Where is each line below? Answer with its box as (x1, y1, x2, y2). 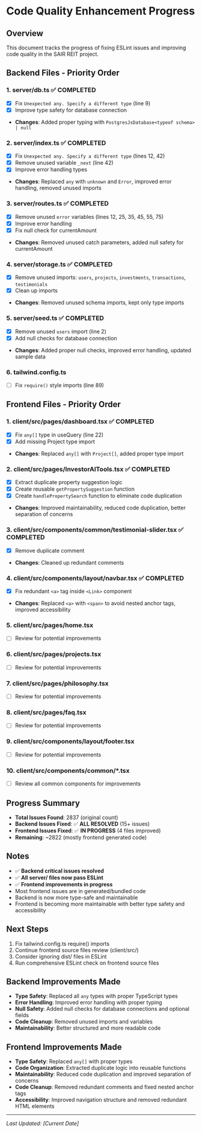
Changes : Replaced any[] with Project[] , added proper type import (14, 450, 184, 457)
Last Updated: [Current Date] (6, 1120, 79, 1127)
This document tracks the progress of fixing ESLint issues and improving (6, 44, 186, 51)
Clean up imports (14, 287, 58, 294)
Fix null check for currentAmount (14, 227, 97, 234)
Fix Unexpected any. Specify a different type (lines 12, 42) (14, 152, 165, 160)
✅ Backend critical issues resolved (14, 867, 104, 874)
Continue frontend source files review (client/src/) (14, 946, 139, 954)
